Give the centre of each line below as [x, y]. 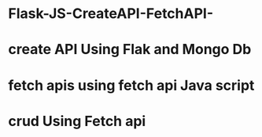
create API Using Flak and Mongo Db [130, 50]
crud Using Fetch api [77, 121]
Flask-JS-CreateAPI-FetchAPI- [111, 14]
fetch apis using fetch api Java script [131, 85]
